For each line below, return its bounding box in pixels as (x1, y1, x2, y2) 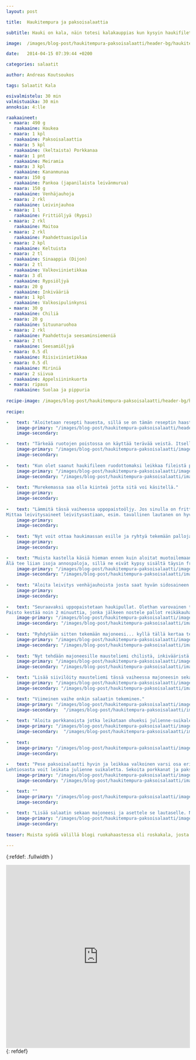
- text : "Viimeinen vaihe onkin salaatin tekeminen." (6, 696, 145, 702)
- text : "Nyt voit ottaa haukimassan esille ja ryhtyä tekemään (6, 534, 171, 540)
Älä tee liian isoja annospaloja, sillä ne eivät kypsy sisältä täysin (6, 560, 184, 566)
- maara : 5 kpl (8, 142, 45, 148)
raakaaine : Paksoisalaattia (13, 137, 82, 142)
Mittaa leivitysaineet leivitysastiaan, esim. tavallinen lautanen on (6, 512, 181, 517)
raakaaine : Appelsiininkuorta (13, 376, 87, 382)
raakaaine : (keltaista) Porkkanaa (13, 147, 98, 153)
